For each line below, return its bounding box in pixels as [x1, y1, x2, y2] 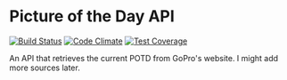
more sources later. [9, 62, 80, 73]
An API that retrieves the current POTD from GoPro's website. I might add [9, 52, 279, 63]
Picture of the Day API [9, 6, 176, 27]
